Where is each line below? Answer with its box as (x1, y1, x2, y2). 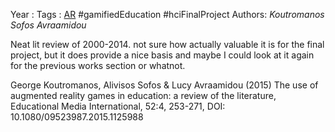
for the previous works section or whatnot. (10, 60, 186, 71)
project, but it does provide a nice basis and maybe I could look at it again (10, 49, 315, 61)
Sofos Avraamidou (10, 19, 87, 31)
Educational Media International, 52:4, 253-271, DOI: (10, 100, 226, 112)
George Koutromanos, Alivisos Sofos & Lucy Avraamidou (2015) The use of (10, 79, 319, 91)
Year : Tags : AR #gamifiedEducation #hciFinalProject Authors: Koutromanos (10, 9, 325, 20)
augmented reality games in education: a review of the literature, (10, 90, 277, 101)
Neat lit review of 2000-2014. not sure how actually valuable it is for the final (10, 39, 325, 50)
